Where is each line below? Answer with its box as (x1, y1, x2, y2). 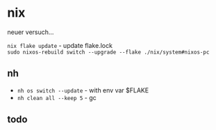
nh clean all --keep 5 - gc (17, 93, 97, 101)
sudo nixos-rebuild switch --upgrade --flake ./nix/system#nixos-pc (7, 49, 210, 56)
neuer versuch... (7, 28, 54, 36)
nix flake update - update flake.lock (7, 41, 113, 49)
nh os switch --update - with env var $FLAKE (17, 86, 149, 95)
